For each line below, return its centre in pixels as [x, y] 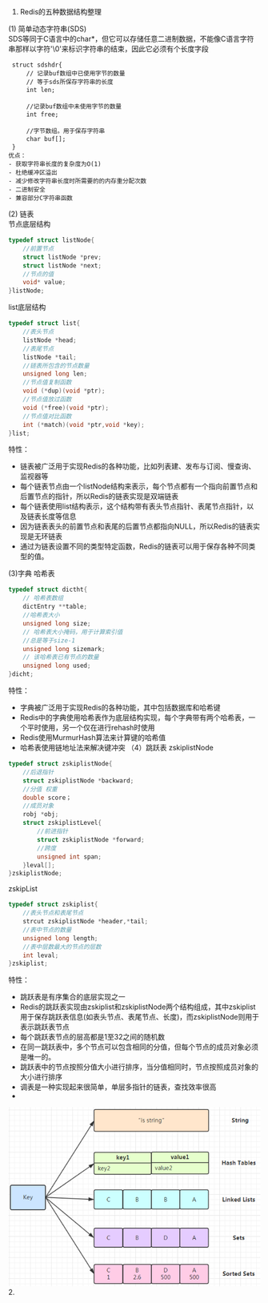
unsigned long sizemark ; [64, 649]
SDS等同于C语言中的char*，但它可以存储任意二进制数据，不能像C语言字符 [131, 39]
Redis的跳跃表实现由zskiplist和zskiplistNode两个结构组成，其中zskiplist [138, 1007]
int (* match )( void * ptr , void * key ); [84, 424]
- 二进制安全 [27, 190]
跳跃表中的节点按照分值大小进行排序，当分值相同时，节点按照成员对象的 [139, 1067]
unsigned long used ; [57, 666]
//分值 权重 [40, 789]
